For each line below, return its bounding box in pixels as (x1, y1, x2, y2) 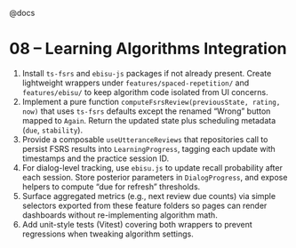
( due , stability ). (21, 124, 83, 135)
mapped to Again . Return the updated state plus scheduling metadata (21, 115, 276, 125)
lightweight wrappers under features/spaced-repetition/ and (21, 77, 250, 88)
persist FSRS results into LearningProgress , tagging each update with (21, 143, 276, 154)
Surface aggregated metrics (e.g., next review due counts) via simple (21, 190, 276, 201)
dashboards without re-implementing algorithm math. (21, 209, 218, 220)
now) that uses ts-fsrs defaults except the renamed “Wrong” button (21, 106, 271, 116)
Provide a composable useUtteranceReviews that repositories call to (21, 133, 268, 145)
